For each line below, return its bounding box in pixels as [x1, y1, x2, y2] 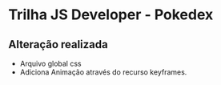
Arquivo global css [19, 59, 82, 68]
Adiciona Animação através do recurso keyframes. [19, 67, 187, 77]
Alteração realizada [8, 38, 108, 51]
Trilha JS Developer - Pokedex [8, 6, 214, 24]
